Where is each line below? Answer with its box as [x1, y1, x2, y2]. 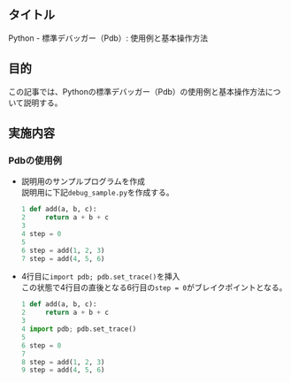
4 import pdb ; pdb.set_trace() [20, 325, 137, 333]
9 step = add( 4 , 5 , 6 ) [20, 365, 105, 375]
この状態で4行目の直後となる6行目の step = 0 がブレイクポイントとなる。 [20, 282, 287, 293]
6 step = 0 [20, 341, 62, 350]
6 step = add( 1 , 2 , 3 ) [20, 246, 105, 255]
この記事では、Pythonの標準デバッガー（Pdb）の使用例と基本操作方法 [8, 86, 266, 96]
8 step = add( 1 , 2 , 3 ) [20, 357, 105, 366]
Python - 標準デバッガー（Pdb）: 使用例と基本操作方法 [8, 33, 209, 43]
